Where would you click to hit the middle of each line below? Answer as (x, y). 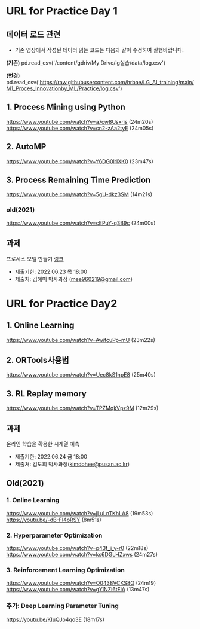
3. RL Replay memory (46, 394)
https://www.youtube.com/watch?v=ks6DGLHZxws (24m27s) (82, 554)
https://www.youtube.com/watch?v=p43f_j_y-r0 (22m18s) (77, 548)
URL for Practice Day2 (62, 303)
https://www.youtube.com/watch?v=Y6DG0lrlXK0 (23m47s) (80, 161)
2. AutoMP (26, 147)
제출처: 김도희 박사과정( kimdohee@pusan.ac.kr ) (72, 464)
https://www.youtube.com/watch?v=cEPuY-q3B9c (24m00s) (81, 223)
